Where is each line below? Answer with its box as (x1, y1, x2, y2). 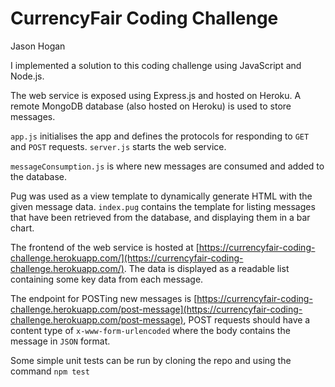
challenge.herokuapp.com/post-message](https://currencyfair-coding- (10, 303, 303, 315)
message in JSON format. (10, 335, 111, 347)
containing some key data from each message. (10, 273, 204, 285)
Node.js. (10, 70, 45, 82)
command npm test (10, 365, 90, 377)
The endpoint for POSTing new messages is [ (10, 292, 198, 304)
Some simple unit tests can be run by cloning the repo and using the (10, 354, 292, 366)
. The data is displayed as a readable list (123, 262, 290, 274)
